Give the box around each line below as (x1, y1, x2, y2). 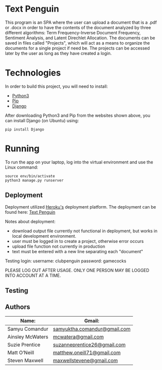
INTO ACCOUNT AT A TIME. (5, 273, 61, 278)
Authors (5, 303, 30, 311)
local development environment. (12, 233, 76, 239)
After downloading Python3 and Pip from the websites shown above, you (5, 113, 151, 118)
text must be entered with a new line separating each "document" (12, 248, 144, 254)
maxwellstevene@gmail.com (53, 357, 118, 364)
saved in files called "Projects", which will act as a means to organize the (5, 40, 150, 46)
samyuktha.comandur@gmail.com (53, 325, 131, 332)
